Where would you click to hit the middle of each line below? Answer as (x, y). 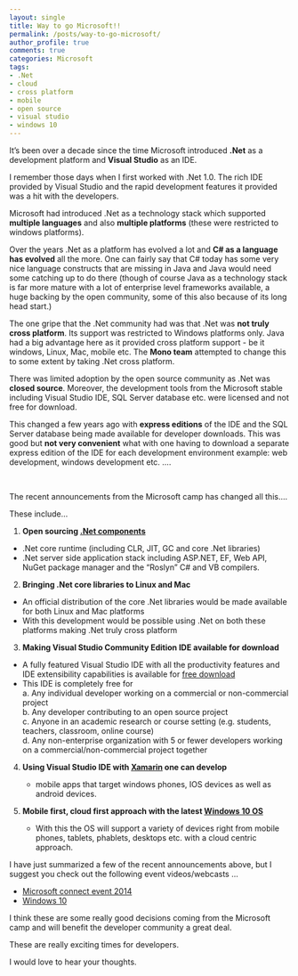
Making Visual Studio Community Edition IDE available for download (151, 647)
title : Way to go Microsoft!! (65, 26)
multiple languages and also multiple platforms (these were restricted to (144, 223)
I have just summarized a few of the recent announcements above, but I (141, 864)
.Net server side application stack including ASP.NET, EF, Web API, (145, 558)
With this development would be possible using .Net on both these (144, 621)
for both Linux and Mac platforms (83, 611)
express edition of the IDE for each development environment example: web (148, 452)
